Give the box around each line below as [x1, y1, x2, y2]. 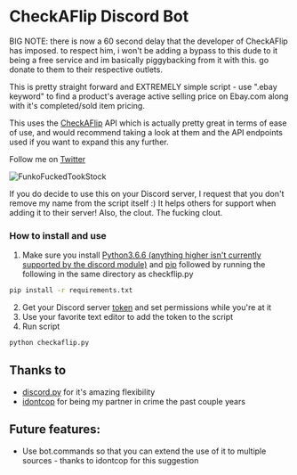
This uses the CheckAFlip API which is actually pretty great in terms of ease [9, 118, 287, 128]
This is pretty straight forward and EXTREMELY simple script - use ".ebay [9, 81, 277, 92]
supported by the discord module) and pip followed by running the [21, 259, 266, 270]
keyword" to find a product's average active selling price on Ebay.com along [9, 91, 289, 102]
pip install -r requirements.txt [9, 286, 133, 295]
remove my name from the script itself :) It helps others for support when [9, 198, 277, 209]
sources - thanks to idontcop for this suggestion [21, 455, 199, 465]
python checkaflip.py [9, 339, 90, 348]
